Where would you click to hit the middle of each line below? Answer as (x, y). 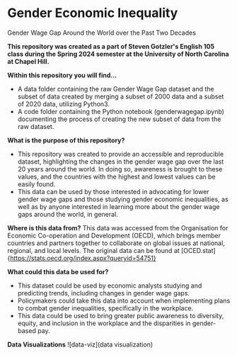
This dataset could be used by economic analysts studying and (110, 286)
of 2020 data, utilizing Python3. (63, 103)
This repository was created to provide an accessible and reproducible (121, 154)
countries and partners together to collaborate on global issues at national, (116, 243)
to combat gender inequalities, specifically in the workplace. (105, 308)
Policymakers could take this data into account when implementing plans (124, 300)
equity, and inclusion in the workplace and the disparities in (104, 323)
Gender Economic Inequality (93, 13)
